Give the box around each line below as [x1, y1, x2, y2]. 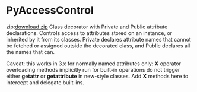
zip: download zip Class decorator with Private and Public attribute [6, 23, 168, 30]
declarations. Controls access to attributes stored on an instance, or [6, 29, 173, 36]
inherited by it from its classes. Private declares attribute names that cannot [6, 36, 191, 43]
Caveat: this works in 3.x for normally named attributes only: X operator [6, 60, 182, 67]
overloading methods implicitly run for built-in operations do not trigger [6, 66, 180, 73]
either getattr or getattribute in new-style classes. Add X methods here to [6, 72, 189, 80]
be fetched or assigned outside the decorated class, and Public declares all [6, 42, 190, 49]
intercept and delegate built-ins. [6, 78, 85, 86]
